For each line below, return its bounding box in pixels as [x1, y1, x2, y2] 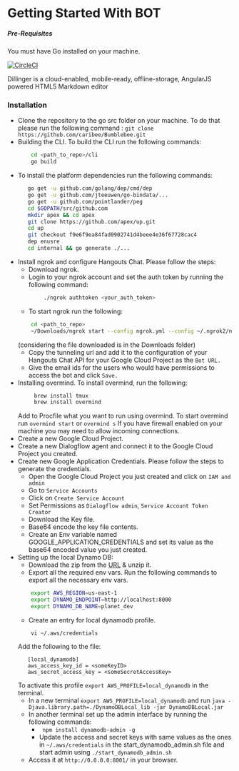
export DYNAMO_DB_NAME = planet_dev [31, 603, 133, 610]
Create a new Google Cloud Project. [17, 434, 123, 443]
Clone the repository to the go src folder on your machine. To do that [17, 116, 220, 125]
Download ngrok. [28, 265, 79, 273]
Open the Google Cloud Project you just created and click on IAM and [28, 473, 231, 481]
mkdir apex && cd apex [27, 211, 95, 218]
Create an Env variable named [28, 530, 118, 539]
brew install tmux [34, 392, 89, 399]
